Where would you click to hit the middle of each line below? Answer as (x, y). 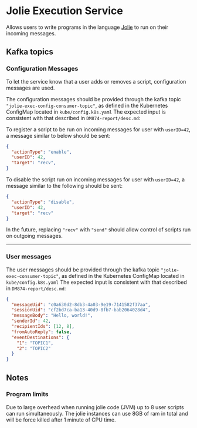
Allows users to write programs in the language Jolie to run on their (87, 27)
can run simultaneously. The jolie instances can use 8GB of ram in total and (97, 413)
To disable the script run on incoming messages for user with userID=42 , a (96, 180)
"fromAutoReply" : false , (42, 332)
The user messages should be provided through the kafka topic (83, 270)
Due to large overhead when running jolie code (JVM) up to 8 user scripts (95, 407)
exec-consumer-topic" (33, 276)
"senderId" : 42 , (31, 321)
